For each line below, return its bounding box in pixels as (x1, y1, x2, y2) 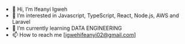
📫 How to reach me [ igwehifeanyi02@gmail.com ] (11, 32, 136, 38)
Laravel (11, 18, 31, 25)
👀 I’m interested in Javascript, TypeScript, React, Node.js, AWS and (11, 12, 180, 19)
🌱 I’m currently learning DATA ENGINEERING (11, 24, 122, 32)
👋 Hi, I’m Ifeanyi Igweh (11, 6, 67, 12)
